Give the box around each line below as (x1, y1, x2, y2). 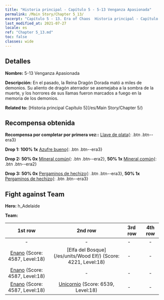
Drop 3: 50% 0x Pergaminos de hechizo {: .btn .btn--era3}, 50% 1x (5, 171, 140, 177)
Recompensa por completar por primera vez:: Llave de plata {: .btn (5, 132, 141, 138)
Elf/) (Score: (92, 253, 120, 259)
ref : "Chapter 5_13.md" (5, 30, 54, 35)
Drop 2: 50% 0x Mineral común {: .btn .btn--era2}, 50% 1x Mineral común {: (5, 156, 157, 162)
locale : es (5, 25, 27, 30)
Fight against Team (5, 190, 65, 198)
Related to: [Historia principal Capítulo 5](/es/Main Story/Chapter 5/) (5, 105, 143, 111)
